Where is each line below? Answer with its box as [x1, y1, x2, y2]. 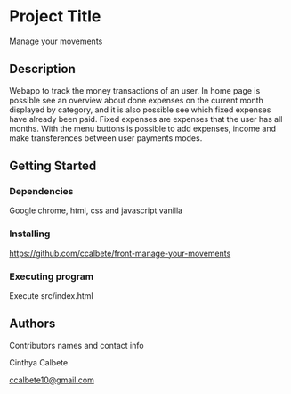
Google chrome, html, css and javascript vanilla [9, 205, 183, 216]
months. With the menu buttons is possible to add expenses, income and [9, 123, 277, 134]
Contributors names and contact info [9, 340, 144, 350]
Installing [9, 227, 51, 240]
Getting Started [9, 159, 97, 174]
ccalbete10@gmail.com [9, 374, 95, 385]
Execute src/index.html [9, 291, 93, 301]
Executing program [9, 270, 94, 283]
